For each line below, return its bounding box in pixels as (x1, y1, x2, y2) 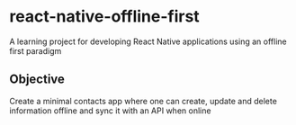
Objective (9, 72, 66, 87)
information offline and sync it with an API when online (9, 105, 211, 116)
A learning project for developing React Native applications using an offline (9, 36, 287, 47)
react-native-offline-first (9, 6, 200, 27)
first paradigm (9, 45, 62, 56)
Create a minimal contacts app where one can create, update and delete (9, 95, 277, 106)
